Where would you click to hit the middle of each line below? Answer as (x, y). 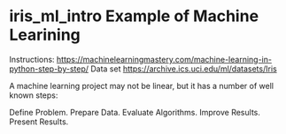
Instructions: (32, 59)
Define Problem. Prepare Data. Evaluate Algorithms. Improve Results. (135, 112)
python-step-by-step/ (49, 69)
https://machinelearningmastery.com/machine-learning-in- (164, 59)
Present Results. (39, 122)
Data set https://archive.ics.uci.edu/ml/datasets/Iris (183, 69)
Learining (45, 35)
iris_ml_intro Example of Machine (134, 16)
